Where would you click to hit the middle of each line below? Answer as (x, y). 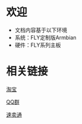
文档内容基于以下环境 (41, 30)
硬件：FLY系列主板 (38, 45)
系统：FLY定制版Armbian (45, 37)
